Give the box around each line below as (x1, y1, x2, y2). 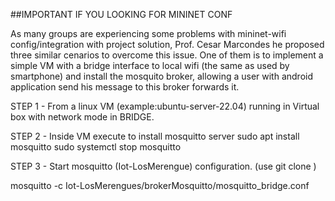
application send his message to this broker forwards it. (10, 81, 240, 93)
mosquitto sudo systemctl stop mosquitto (10, 141, 182, 153)
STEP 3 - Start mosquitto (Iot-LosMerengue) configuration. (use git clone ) (10, 160, 317, 172)
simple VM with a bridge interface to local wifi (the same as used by (10, 60, 290, 71)
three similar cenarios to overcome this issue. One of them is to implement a (10, 49, 324, 61)
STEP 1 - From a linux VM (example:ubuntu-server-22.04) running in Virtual (10, 100, 320, 112)
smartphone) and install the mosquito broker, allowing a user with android (10, 70, 314, 82)
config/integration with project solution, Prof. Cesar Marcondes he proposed (10, 39, 325, 50)
